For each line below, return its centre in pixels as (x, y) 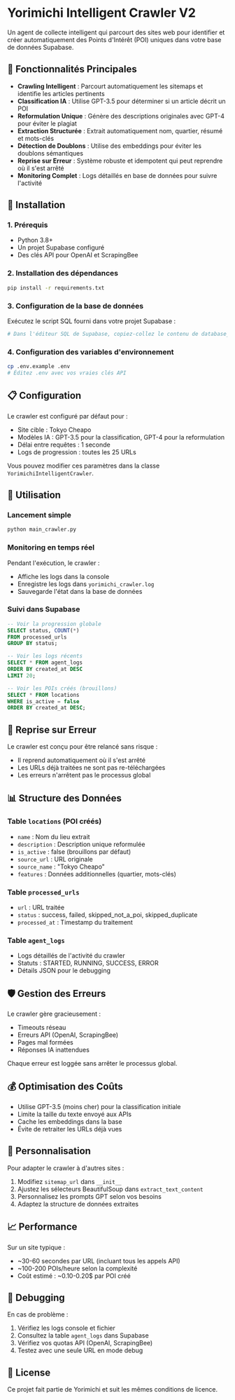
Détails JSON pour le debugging (64, 971)
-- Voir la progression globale (54, 624)
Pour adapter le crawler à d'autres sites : (66, 1168)
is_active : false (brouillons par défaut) (74, 851)
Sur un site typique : (36, 1247)
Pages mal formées (45, 1042)
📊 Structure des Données (65, 798)
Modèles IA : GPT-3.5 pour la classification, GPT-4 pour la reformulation (121, 437)
